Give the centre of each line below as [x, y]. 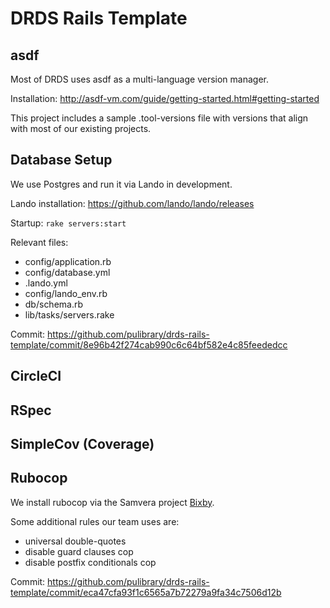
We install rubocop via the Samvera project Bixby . [112, 502]
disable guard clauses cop [79, 551]
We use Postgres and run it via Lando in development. [121, 184]
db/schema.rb [54, 304]
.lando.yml [46, 283]
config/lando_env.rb [66, 293]
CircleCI [36, 376]
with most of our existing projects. [81, 128]
